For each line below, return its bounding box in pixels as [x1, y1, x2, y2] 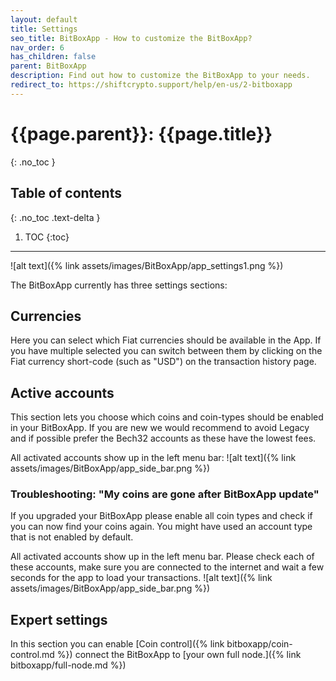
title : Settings [10, 24, 78, 34]
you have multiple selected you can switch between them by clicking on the [10, 345, 323, 357]
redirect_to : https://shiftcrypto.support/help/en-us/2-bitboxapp [10, 80, 293, 90]
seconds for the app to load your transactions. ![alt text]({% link [10, 572, 273, 584]
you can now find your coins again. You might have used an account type [10, 521, 313, 533]
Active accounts [10, 384, 115, 401]
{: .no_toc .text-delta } [10, 211, 101, 223]
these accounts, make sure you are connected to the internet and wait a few [10, 561, 325, 573]
